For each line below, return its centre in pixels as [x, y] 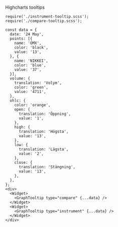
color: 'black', [32, 48]
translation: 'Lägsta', [44, 149]
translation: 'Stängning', [47, 167]
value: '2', [31, 154]
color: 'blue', [30, 65]
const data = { [21, 30]
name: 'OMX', [28, 43]
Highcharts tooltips [25, 7]
